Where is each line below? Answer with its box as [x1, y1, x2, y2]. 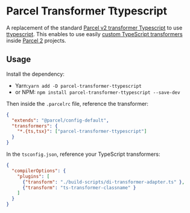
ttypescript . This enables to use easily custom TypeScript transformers [6, 30, 183, 37]
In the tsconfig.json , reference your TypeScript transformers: [6, 150, 160, 158]
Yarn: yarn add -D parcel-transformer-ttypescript [14, 82, 142, 89]
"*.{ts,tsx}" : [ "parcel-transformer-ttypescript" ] [17, 128, 147, 135]
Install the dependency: [6, 70, 65, 78]
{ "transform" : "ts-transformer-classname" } [22, 185, 136, 191]
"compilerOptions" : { [11, 167, 66, 174]
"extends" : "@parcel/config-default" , [11, 117, 110, 123]
